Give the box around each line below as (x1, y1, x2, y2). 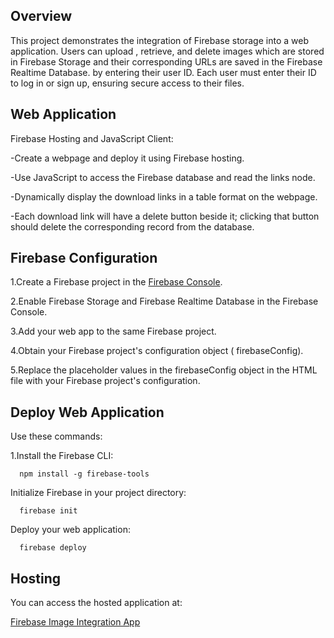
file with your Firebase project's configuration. (10, 375, 201, 387)
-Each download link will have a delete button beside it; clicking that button (10, 210, 320, 222)
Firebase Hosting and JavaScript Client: (10, 132, 174, 144)
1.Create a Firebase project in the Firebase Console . (10, 276, 223, 288)
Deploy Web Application (10, 404, 165, 421)
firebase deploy (19, 543, 87, 553)
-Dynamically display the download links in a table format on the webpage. (10, 190, 318, 203)
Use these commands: (10, 430, 103, 443)
